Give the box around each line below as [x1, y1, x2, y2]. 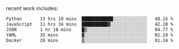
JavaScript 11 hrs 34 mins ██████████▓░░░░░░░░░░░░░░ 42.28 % [6, 21, 174, 27]
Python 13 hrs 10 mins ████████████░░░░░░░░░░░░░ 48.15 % [6, 16, 174, 22]
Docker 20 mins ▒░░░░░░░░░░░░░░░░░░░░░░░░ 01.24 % [6, 37, 174, 43]
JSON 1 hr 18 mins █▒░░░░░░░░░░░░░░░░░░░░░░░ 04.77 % [6, 27, 174, 32]
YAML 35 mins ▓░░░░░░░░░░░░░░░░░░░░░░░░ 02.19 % [6, 32, 174, 38]
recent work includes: [6, 5, 58, 12]
